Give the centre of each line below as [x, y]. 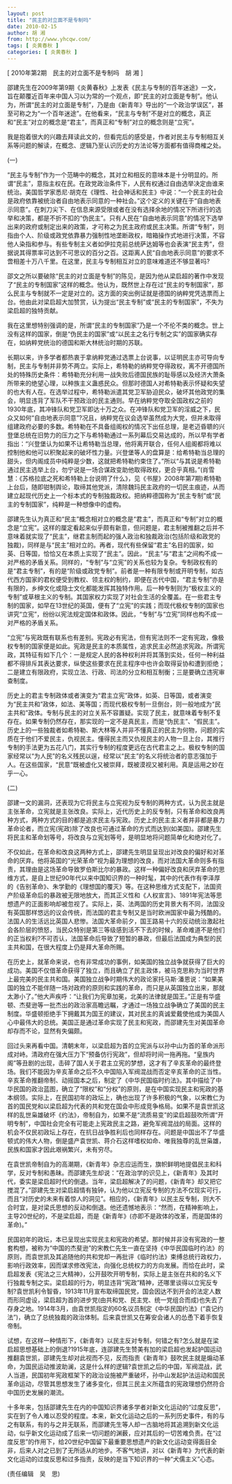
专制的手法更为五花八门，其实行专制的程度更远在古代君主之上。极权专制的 [113, 747]
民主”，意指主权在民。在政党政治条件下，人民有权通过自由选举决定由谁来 [120, 183]
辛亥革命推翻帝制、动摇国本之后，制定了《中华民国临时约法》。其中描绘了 [112, 1080]
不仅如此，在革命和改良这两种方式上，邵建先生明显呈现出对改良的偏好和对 [113, 852]
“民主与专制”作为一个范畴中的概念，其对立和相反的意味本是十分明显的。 [110, 174]
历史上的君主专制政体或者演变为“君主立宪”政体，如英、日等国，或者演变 [110, 695]
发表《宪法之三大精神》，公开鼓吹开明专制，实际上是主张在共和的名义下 [120, 1274]
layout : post [26, 13]
